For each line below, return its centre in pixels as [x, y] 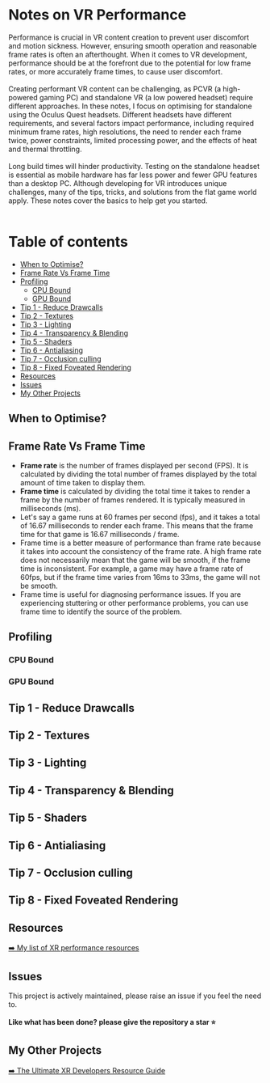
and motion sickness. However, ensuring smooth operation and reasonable [133, 45]
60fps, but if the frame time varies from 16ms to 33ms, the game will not [140, 577]
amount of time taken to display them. [83, 483]
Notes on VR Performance [98, 15]
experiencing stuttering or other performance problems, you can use [134, 603]
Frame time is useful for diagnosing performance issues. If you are [131, 594]
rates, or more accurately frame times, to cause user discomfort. [116, 71]
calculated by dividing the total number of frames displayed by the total [138, 474]
